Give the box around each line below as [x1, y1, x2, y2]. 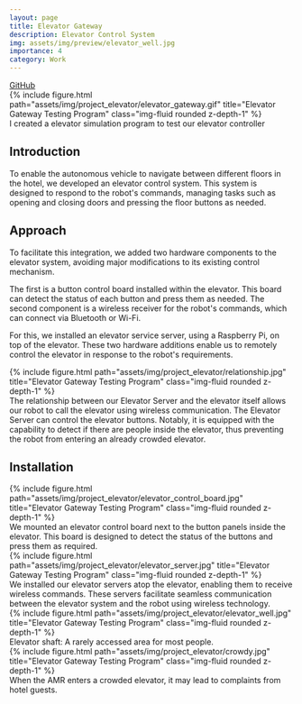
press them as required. [9, 541, 98, 552]
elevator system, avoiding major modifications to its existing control [9, 256, 260, 267]
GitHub [9, 80, 36, 90]
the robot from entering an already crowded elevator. [9, 434, 206, 444]
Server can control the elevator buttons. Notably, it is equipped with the [9, 414, 275, 425]
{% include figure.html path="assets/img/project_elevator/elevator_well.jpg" [9, 608, 292, 618]
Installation [9, 460, 74, 475]
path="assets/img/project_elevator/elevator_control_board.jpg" [9, 493, 243, 504]
